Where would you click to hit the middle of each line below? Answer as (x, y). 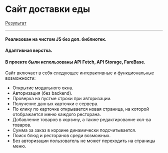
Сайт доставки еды (48, 9)
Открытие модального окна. (43, 88)
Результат (16, 23)
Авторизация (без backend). (42, 93)
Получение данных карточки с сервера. (55, 104)
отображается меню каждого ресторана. (56, 114)
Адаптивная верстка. (29, 50)
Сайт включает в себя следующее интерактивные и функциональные (80, 73)
